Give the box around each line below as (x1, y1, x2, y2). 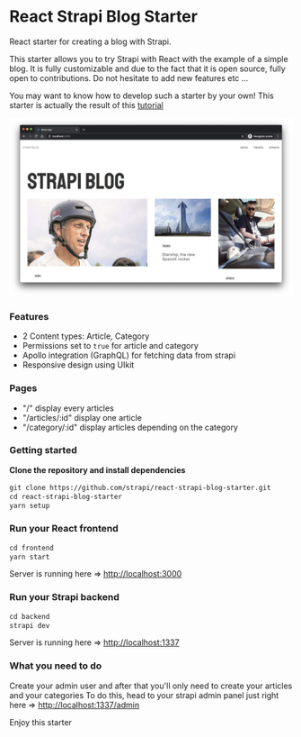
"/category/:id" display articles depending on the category (22, 422, 238, 432)
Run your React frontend (9, 522, 119, 534)
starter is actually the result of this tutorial (9, 99, 164, 110)
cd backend (9, 613, 50, 622)
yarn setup (9, 501, 50, 510)
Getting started (9, 444, 78, 457)
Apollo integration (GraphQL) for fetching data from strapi (22, 350, 236, 361)
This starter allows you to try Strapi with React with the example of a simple (9, 53, 289, 64)
